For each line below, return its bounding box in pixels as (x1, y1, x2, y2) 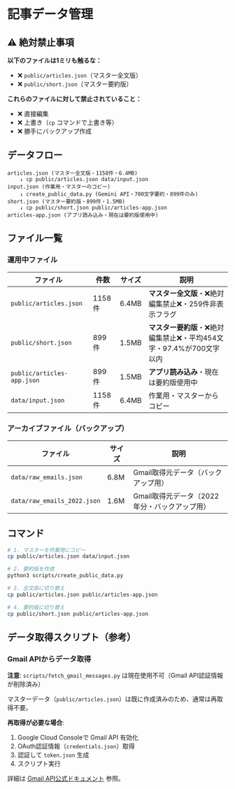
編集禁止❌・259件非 (148, 298, 217, 308)
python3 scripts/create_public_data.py (7, 572, 124, 579)
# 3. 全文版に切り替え (7, 585, 65, 592)
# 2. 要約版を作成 (7, 565, 55, 573)
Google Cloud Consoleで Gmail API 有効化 (17, 733, 138, 741)
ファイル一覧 (7, 232, 63, 245)
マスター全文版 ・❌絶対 (148, 288, 225, 298)
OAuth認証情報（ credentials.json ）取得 (17, 742, 135, 751)
